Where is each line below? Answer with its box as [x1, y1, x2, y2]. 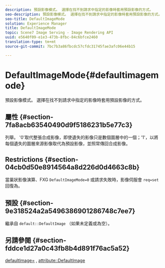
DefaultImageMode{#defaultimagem [5, 70, 159, 80]
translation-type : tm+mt [5, 39, 56, 44]
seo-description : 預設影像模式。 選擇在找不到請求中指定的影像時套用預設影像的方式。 [5, 12, 163, 17]
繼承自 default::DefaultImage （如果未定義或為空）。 [5, 221, 112, 226]
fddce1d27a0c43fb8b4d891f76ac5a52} [5, 244, 130, 253]
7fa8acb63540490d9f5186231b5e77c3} [5, 120, 133, 129]
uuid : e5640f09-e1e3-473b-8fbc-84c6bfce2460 [5, 35, 98, 40]
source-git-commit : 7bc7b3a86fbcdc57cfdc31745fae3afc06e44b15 [5, 44, 135, 49]
